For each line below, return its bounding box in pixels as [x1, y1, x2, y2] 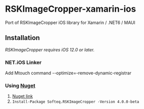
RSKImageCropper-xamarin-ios [5, 3, 136, 15]
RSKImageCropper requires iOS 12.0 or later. [5, 46, 95, 52]
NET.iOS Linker [5, 59, 42, 65]
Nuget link [12, 93, 33, 99]
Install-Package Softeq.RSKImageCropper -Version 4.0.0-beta [12, 99, 140, 105]
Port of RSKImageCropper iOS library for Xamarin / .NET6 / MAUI [5, 20, 136, 25]
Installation [5, 34, 40, 42]
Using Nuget [5, 82, 36, 89]
